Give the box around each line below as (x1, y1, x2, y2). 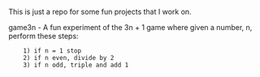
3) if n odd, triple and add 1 (23, 61, 129, 69)
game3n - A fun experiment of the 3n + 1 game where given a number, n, (8, 23, 253, 32)
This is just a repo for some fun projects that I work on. (8, 7, 193, 16)
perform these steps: (8, 32, 79, 41)
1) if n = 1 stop (23, 47, 82, 55)
